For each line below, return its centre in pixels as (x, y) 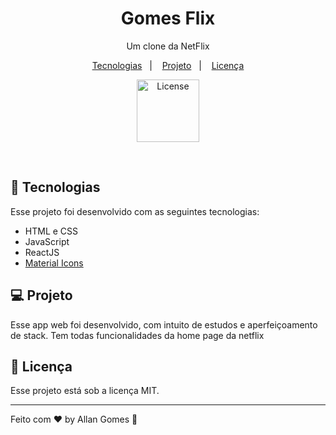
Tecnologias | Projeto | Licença (168, 65)
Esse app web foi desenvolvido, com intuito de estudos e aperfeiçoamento (164, 324)
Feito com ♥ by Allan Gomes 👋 (74, 419)
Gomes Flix (168, 18)
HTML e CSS (51, 231)
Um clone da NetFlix (168, 46)
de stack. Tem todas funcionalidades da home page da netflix (137, 335)
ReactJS (42, 252)
